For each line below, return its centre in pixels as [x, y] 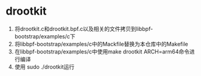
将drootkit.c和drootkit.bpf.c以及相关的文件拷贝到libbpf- [84, 29]
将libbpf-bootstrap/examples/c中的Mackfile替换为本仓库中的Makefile [101, 44]
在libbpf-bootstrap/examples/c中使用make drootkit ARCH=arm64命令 [102, 51]
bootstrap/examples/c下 [45, 36]
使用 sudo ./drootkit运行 [44, 67]
